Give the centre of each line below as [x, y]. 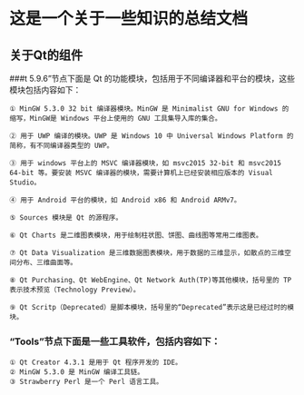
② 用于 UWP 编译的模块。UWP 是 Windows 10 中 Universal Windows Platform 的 [152, 136]
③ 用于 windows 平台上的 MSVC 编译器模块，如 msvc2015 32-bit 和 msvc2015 [146, 163]
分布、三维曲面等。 [46, 262]
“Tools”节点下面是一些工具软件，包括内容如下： [115, 341]
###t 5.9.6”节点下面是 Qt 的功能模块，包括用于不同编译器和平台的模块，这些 [152, 79]
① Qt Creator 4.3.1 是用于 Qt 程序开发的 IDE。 [96, 363]
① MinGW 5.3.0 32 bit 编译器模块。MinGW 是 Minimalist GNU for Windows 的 [149, 109]
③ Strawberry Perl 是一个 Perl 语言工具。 [86, 382]
